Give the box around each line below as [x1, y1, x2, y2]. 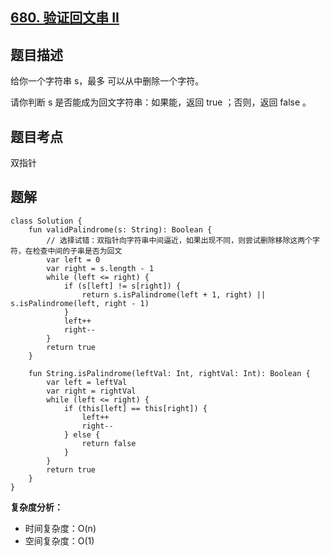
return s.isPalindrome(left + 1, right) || [81, 289, 267, 300]
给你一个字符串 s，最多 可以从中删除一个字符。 [10, 75, 205, 87]
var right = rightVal [46, 386, 137, 396]
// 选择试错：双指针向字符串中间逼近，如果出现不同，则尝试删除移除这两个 [46, 235, 313, 245]
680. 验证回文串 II [10, 9, 120, 27]
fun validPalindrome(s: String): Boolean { [28, 224, 213, 235]
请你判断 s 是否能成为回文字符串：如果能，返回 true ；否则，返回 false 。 [10, 96, 312, 108]
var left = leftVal [46, 377, 128, 387]
